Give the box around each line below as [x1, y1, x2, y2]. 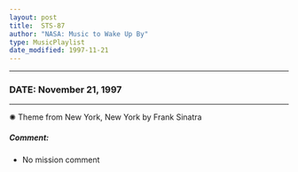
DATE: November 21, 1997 [9, 83, 122, 96]
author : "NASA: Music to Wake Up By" [9, 29, 149, 38]
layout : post [9, 12, 58, 22]
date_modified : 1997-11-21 [9, 46, 109, 55]
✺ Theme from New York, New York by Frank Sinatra [9, 112, 202, 122]
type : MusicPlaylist [9, 37, 86, 47]
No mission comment [21, 154, 100, 165]
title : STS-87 [9, 21, 66, 30]
